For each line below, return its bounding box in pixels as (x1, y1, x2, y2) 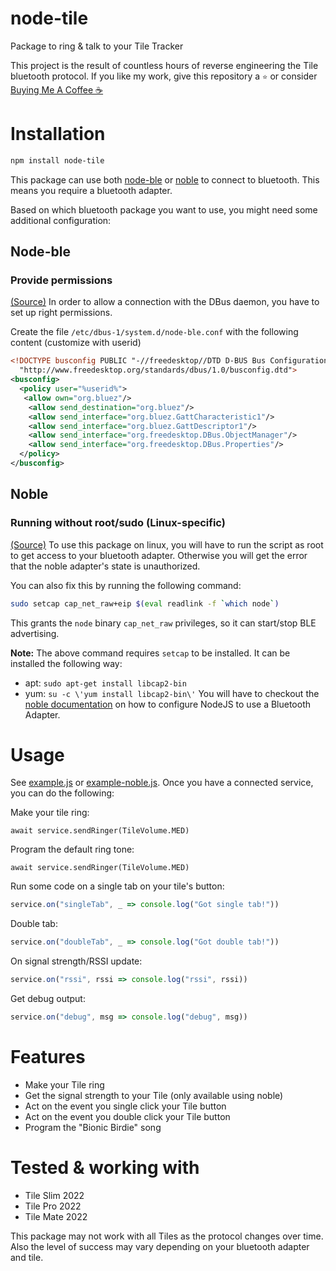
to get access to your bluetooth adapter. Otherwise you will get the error (10, 549, 308, 561)
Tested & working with (10, 1157, 200, 1179)
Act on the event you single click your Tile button (24, 1100, 227, 1112)
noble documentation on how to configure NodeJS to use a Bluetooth (24, 698, 312, 710)
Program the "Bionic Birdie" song (24, 1121, 162, 1133)
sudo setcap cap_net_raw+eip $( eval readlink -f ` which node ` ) (10, 598, 280, 609)
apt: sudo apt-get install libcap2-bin (24, 677, 187, 689)
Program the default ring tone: (10, 843, 135, 856)
